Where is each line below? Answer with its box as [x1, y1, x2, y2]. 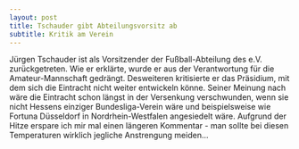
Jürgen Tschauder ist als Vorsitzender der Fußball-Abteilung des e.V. [9, 54, 263, 65]
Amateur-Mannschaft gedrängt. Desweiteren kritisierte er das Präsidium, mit [9, 73, 290, 84]
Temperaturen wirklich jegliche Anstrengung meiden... [9, 130, 209, 141]
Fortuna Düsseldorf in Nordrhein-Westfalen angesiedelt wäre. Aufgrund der [9, 111, 287, 121]
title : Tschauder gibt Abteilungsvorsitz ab [9, 21, 178, 30]
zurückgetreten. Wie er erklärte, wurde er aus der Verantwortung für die [9, 63, 275, 74]
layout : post [9, 12, 58, 22]
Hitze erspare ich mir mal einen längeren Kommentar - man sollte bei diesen [9, 120, 289, 131]
